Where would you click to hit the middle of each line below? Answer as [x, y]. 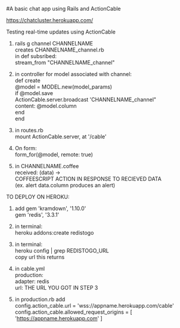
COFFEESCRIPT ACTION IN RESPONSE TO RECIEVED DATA [88, 179]
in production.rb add [40, 299]
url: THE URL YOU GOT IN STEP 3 [56, 288]
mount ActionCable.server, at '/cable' [60, 136]
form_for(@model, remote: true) [54, 154]
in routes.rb [29, 130]
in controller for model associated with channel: [73, 74]
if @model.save [34, 93]
